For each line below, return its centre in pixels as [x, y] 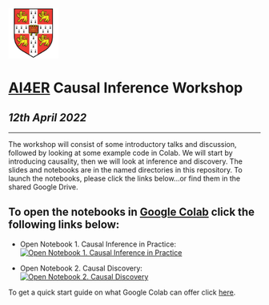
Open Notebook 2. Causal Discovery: [81, 268]
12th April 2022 [47, 118]
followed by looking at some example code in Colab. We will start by [121, 153]
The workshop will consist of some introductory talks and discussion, [123, 144]
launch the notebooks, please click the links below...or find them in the [124, 178]
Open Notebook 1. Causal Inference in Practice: [98, 244]
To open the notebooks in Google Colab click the [131, 212]
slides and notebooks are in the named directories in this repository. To [125, 170]
